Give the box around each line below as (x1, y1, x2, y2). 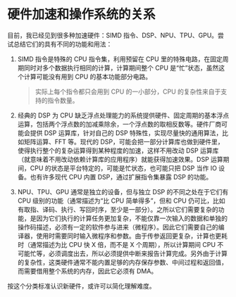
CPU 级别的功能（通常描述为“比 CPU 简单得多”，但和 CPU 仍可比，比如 (17, 196, 225, 205)
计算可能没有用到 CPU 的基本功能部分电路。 (23, 72, 152, 81)
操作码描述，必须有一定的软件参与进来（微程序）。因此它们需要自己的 (17, 222, 218, 231)
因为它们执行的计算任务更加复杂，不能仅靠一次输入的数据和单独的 (36, 214, 228, 222)
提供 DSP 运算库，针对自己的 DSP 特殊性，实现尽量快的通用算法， (30, 128, 223, 137)
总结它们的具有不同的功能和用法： (13, 39, 113, 48)
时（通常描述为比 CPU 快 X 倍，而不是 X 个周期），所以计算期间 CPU (17, 240, 216, 248)
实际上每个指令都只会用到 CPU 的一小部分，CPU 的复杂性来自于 (35, 87, 221, 96)
